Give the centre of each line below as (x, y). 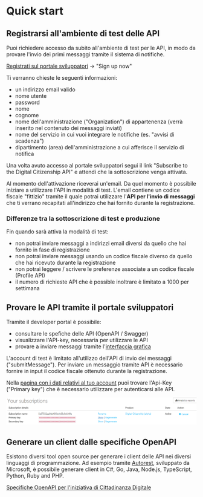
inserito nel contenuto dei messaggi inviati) (69, 128)
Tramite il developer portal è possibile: (54, 322)
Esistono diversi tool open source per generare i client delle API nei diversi (99, 456)
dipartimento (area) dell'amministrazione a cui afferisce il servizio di (99, 147)
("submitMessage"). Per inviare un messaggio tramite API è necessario (95, 365)
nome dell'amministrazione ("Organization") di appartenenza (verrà (99, 122)
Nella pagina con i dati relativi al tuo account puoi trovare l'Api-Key (89, 383)
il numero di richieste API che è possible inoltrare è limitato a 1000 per (102, 282)
